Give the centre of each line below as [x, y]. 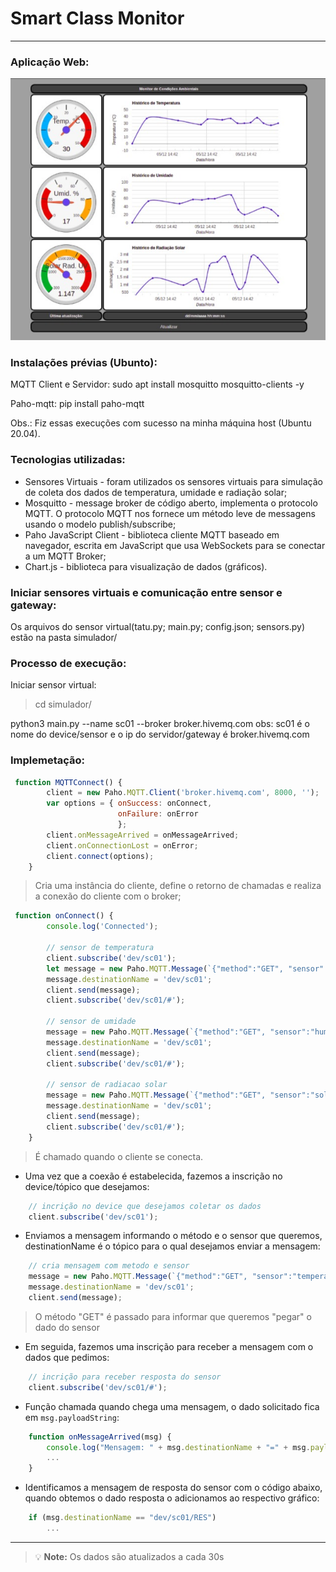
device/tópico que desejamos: [87, 1186]
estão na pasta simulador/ [64, 637]
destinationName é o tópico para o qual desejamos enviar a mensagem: [172, 1246]
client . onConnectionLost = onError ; [122, 845]
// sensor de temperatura [100, 948]
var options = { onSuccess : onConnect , [129, 803]
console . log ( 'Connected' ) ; [102, 927]
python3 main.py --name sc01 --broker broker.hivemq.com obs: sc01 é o [160, 724]
